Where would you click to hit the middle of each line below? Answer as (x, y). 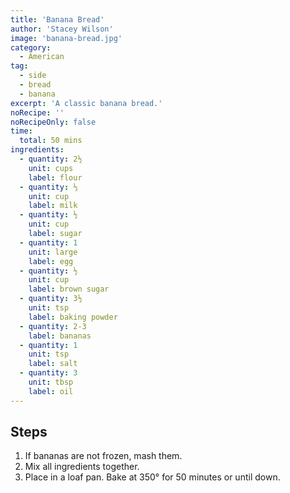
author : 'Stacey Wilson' (62, 29)
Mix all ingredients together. (82, 467)
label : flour (55, 177)
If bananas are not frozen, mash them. (103, 456)
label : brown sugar (69, 289)
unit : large (53, 252)
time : (21, 131)
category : (31, 47)
